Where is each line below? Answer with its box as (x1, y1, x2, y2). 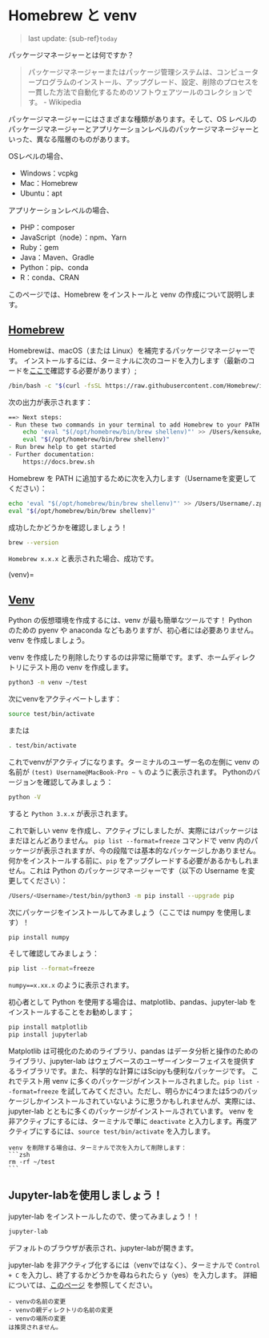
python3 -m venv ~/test (8, 678, 88, 687)
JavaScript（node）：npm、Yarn (19, 232, 126, 242)
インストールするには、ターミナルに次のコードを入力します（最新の (23, 355, 248, 365)
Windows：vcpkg (19, 168, 78, 178)
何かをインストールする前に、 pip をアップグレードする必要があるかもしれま (8, 855, 259, 865)
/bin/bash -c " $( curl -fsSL (8, 382, 102, 390)
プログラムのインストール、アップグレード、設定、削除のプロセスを (34, 77, 259, 87)
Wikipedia (48, 97, 82, 107)
